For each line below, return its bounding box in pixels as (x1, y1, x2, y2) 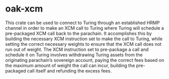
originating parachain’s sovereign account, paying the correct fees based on (5, 57, 164, 63)
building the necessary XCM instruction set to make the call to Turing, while (5, 36, 163, 42)
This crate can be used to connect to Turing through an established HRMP (5, 20, 160, 26)
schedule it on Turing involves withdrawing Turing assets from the (5, 51, 143, 58)
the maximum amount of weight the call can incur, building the (5, 62, 135, 68)
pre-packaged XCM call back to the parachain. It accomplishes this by (5, 30, 152, 36)
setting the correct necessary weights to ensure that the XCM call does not (5, 41, 162, 47)
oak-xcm (5, 3, 43, 15)
